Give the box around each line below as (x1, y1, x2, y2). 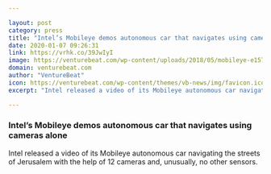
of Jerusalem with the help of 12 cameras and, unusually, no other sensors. (8, 156, 258, 166)
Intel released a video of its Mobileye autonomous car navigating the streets (8, 148, 261, 158)
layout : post (8, 19, 52, 27)
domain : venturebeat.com (8, 64, 92, 72)
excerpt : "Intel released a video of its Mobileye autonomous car (8, 86, 236, 94)
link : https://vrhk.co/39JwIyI (8, 49, 114, 57)
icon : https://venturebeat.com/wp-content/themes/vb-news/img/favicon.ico (8, 78, 265, 87)
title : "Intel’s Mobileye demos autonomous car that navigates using (8, 34, 248, 42)
